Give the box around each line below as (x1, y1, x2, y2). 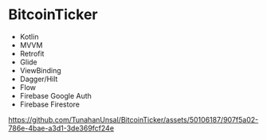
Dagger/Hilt (19, 74, 58, 84)
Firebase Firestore (19, 99, 80, 109)
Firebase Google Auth (19, 91, 92, 100)
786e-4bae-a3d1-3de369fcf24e (8, 123, 114, 133)
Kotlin (19, 32, 39, 41)
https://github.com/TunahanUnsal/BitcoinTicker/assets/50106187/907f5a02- (8, 115, 259, 124)
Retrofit (19, 49, 45, 58)
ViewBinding (19, 65, 61, 75)
